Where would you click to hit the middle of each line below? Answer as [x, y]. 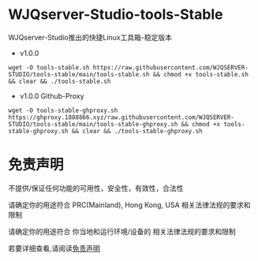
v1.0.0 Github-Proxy [52, 95]
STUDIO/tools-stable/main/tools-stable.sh [79, 74]
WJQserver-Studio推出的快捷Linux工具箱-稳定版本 [90, 37]
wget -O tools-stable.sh [49, 67]
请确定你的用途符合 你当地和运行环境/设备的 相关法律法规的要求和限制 [122, 231]
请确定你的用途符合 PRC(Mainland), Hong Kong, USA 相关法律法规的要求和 [129, 205]
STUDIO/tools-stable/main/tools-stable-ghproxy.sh [93, 124]
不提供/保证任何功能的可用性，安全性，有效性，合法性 [96, 188]
